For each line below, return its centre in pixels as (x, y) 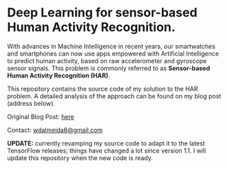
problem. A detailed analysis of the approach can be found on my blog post (114, 96)
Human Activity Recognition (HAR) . (59, 75)
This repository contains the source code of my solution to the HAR (103, 89)
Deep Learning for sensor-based (102, 13)
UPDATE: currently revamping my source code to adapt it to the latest (106, 143)
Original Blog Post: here (41, 116)
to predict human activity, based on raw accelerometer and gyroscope (107, 60)
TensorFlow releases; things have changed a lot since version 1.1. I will (107, 150)
